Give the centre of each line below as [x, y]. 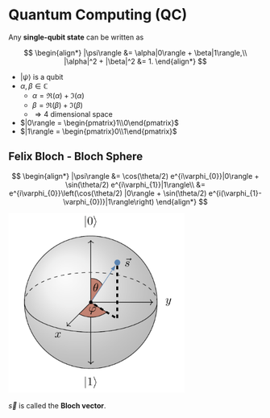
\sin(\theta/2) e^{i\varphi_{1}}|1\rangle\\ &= [135, 184]
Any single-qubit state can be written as [76, 37]
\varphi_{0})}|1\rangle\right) [109, 201]
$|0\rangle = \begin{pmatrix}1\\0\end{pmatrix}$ [100, 122]
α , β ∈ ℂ [34, 85]
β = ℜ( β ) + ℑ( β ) [57, 105]
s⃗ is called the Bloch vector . [57, 405]
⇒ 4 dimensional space [74, 114]
